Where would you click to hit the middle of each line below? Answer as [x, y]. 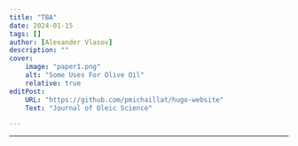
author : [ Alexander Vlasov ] [61, 42]
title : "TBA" [33, 17]
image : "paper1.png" [63, 67]
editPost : [27, 91]
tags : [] [25, 34]
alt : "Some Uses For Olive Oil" [85, 75]
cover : [21, 58]
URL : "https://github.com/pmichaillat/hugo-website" [125, 100]
